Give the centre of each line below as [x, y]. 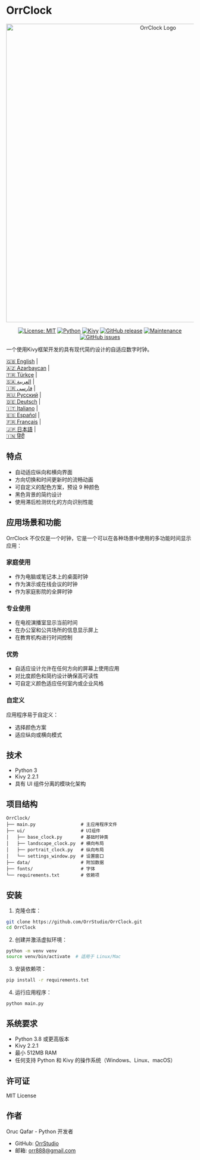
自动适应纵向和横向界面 [43, 472]
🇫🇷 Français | [24, 421]
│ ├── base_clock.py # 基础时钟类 [57, 837]
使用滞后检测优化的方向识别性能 [54, 501]
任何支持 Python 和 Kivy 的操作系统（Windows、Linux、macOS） [95, 1060]
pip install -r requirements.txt [48, 980]
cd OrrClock [21, 928]
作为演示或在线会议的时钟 [46, 584]
